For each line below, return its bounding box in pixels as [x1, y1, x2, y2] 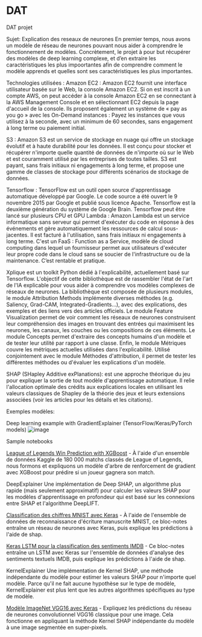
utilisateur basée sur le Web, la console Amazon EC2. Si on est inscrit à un [6, 85, 191, 93]
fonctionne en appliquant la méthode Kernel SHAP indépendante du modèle [6, 617, 195, 624]
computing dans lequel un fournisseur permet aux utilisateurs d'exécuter [6, 244, 187, 251]
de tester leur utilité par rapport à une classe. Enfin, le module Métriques [6, 339, 186, 347]
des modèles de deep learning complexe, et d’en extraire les [6, 54, 157, 62]
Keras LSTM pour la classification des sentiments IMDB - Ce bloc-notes [6, 542, 185, 549]
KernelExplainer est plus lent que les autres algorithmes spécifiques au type [6, 586, 195, 593]
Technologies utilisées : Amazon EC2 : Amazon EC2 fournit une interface [6, 79, 187, 87]
